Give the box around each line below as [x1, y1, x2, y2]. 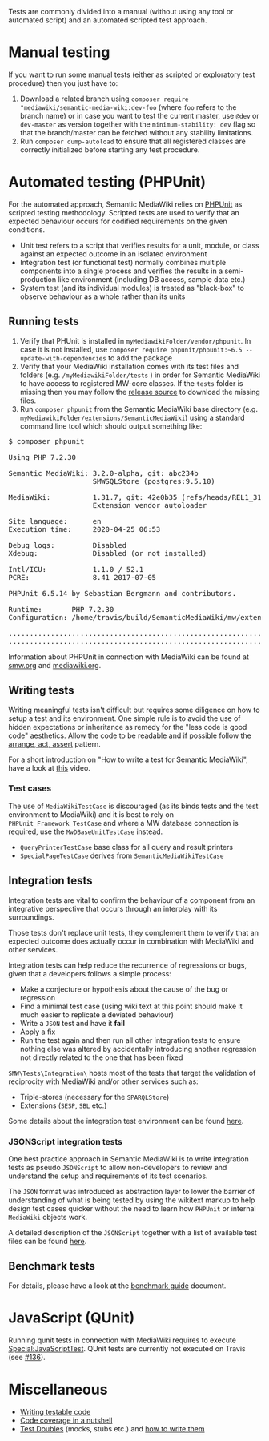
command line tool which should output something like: [19, 421, 203, 431]
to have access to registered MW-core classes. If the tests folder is [19, 378, 243, 388]
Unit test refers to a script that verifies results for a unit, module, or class [19, 240, 259, 250]
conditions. [8, 224, 46, 235]
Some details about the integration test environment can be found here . [8, 1116, 244, 1125]
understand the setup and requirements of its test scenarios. [8, 1171, 208, 1181]
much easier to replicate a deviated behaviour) [19, 1009, 175, 1020]
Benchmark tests [8, 1259, 96, 1273]
